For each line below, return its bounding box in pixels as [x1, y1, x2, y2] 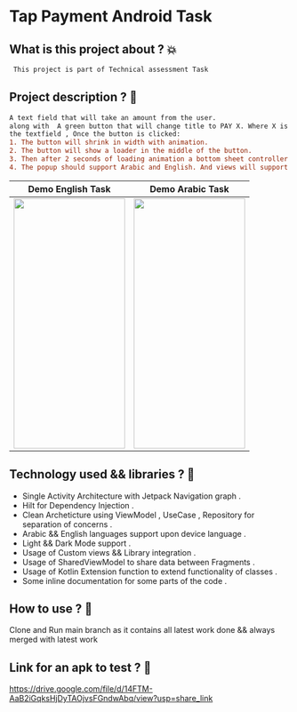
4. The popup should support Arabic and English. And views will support [9, 163, 289, 172]
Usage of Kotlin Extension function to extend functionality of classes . [21, 566, 278, 577]
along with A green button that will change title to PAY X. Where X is [9, 122, 289, 131]
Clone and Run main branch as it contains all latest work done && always [9, 625, 276, 636]
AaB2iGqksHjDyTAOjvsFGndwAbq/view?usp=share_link [9, 693, 213, 704]
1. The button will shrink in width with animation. [9, 138, 209, 148]
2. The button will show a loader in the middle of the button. [9, 147, 253, 156]
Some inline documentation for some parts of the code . [21, 575, 228, 586]
